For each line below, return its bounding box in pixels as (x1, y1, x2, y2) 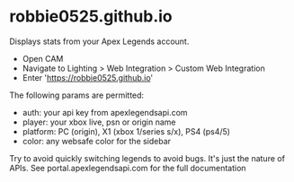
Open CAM (22, 53, 64, 64)
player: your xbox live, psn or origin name (22, 117, 176, 127)
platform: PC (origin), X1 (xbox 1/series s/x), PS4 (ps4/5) (22, 126, 231, 136)
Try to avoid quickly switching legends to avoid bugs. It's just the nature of (9, 152, 286, 163)
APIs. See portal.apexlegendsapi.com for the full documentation (9, 162, 246, 173)
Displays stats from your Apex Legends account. (9, 36, 190, 47)
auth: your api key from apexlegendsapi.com (22, 107, 188, 117)
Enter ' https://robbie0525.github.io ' (22, 72, 154, 82)
